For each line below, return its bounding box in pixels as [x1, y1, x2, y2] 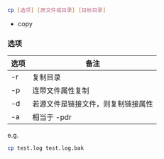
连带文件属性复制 [32, 86, 90, 96]
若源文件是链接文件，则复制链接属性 [32, 99, 154, 109]
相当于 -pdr [32, 112, 72, 122]
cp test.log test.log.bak [7, 145, 84, 152]
